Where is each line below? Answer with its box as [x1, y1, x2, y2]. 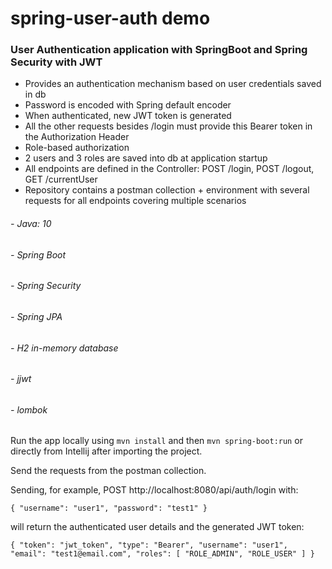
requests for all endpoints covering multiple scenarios [24, 195, 247, 207]
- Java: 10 [10, 218, 52, 230]
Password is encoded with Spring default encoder [24, 99, 232, 111]
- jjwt [10, 373, 32, 385]
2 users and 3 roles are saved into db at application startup [24, 152, 268, 164]
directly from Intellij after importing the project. [10, 445, 203, 457]
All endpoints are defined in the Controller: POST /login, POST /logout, [24, 163, 315, 175]
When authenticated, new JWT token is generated [24, 110, 232, 122]
